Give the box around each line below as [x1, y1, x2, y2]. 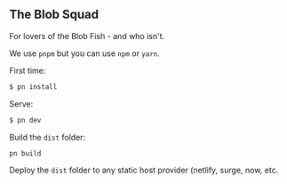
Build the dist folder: [9, 132, 86, 142]
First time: [9, 65, 46, 76]
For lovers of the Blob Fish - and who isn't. [9, 30, 165, 41]
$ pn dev [9, 116, 42, 124]
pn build [9, 148, 42, 158]
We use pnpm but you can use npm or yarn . [9, 48, 160, 59]
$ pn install [9, 82, 58, 92]
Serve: [9, 98, 34, 109]
